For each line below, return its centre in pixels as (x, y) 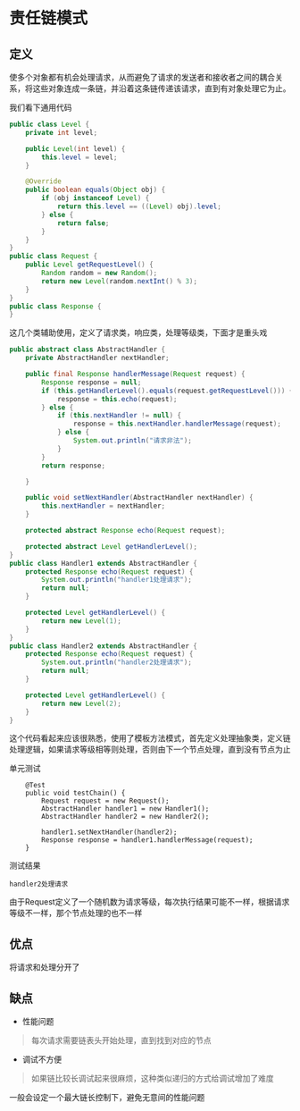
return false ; (83, 223)
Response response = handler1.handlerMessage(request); (147, 840)
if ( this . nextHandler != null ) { (119, 416)
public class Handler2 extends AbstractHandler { (104, 646)
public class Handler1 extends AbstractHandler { (104, 563)
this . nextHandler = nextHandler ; (104, 506)
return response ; (73, 466)
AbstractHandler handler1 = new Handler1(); (125, 809)
